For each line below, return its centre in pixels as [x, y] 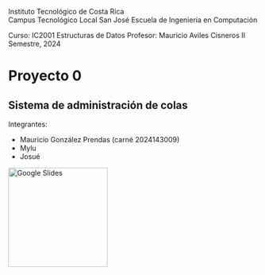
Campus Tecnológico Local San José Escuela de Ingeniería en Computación [133, 20]
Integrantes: [28, 124]
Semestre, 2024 [35, 44]
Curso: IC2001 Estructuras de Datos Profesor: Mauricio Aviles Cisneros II [127, 35]
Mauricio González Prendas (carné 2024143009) [100, 139]
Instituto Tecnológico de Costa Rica [66, 12]
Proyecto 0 [45, 76]
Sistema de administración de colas [98, 105]
